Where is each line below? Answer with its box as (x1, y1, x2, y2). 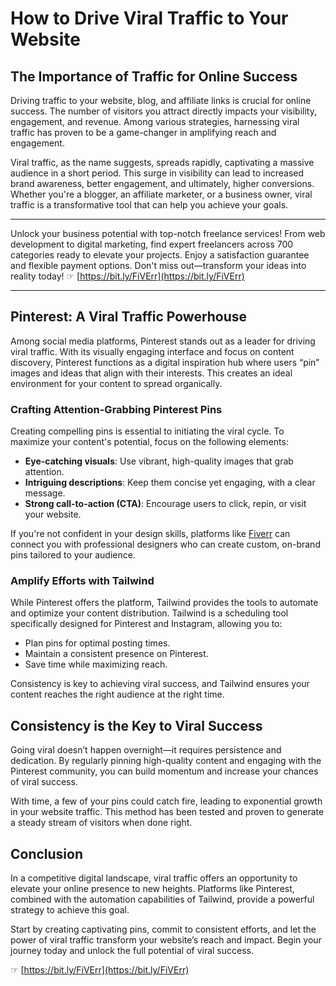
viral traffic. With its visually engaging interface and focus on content (10, 345, 295, 357)
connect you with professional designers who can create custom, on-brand (10, 538, 321, 551)
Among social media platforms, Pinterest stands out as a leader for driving (10, 335, 316, 347)
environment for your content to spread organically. (10, 377, 223, 389)
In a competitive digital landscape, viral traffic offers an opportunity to (10, 872, 298, 884)
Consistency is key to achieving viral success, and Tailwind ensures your (10, 678, 310, 690)
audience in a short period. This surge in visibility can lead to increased (10, 167, 305, 179)
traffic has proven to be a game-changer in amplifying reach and (10, 127, 277, 138)
